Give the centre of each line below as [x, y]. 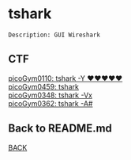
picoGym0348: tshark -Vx [51, 95]
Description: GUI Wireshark [54, 35]
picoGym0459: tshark [43, 86]
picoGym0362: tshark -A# [51, 103]
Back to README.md [60, 129]
